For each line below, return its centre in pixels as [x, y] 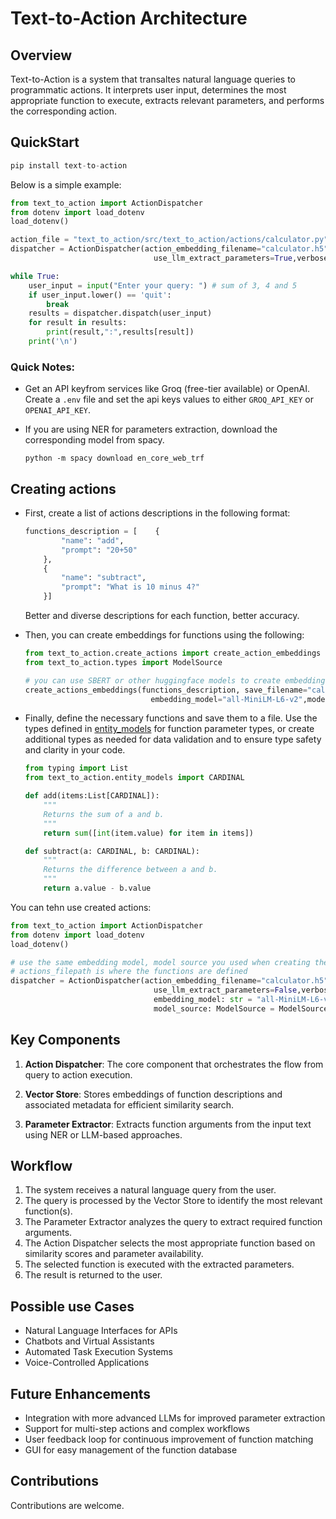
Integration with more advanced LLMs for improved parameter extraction [175, 1418]
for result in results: [78, 323]
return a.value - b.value [97, 888]
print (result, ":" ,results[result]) [120, 332]
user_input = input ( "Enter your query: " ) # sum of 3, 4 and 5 [163, 285]
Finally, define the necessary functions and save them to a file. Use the [171, 718]
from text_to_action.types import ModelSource [123, 662]
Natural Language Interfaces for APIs [101, 1331]
